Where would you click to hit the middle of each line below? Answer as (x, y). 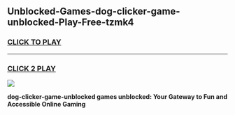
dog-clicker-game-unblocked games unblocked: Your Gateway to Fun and (117, 96)
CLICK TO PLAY (34, 43)
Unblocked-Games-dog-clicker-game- (94, 11)
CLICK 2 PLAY (31, 68)
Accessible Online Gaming (47, 104)
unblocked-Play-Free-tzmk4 (71, 23)
